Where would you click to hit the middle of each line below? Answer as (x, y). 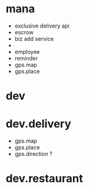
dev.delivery (39, 124)
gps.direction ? (33, 154)
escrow (24, 32)
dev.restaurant (44, 179)
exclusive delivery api (42, 26)
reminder (26, 58)
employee (27, 51)
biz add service (34, 39)
